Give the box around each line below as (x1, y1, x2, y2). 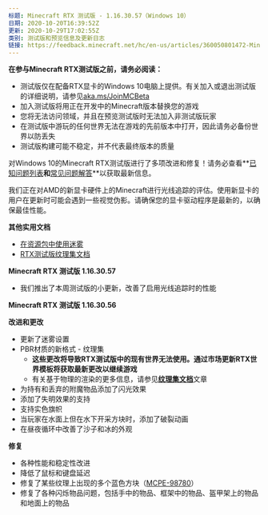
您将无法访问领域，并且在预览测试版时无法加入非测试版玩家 (19, 111, 217, 121)
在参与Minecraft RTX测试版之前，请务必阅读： (8, 65, 163, 74)
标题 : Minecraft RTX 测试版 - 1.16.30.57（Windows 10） (8, 11, 190, 20)
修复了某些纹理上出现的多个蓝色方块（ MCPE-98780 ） (19, 478, 198, 488)
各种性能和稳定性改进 (19, 458, 90, 468)
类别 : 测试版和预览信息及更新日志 (8, 34, 106, 42)
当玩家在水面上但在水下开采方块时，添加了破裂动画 (19, 414, 189, 424)
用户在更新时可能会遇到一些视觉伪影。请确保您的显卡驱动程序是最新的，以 (8, 195, 254, 205)
